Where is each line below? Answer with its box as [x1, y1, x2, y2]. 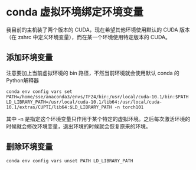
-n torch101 [114, 104, 144, 110]
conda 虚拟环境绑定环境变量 [6, 5, 143, 19]
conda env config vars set [6, 88, 73, 95]
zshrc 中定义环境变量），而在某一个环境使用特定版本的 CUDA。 [17, 33, 171, 40]
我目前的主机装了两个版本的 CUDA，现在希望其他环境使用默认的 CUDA [6, 26, 178, 33]
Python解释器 [6, 76, 40, 84]
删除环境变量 [6, 142, 53, 152]
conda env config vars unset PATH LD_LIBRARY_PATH [6, 158, 133, 163]
